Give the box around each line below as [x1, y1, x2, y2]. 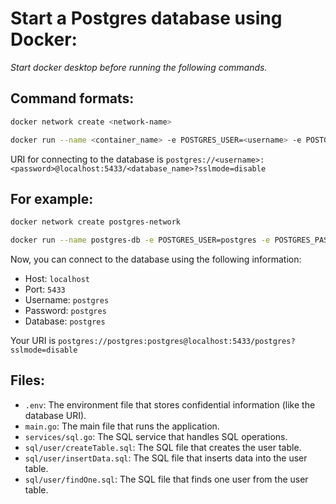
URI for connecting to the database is [10, 153, 164, 165]
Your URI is [10, 335, 57, 347]
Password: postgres [24, 305, 107, 317]
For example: [10, 190, 94, 207]
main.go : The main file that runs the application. [24, 420, 220, 432]
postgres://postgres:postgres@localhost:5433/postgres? [58, 337, 296, 347]
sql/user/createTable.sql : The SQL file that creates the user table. [24, 441, 302, 453]
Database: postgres [24, 315, 106, 327]
